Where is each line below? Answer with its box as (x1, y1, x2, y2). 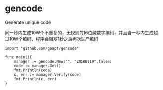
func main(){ (5, 54, 32, 60)
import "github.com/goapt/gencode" (5, 46, 79, 51)
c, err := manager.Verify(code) (14, 72, 81, 77)
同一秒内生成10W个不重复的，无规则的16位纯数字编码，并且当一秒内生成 (5, 29, 154, 35)
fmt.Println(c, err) (14, 76, 57, 81)
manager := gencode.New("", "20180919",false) (14, 59, 112, 64)
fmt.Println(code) (14, 68, 52, 73)
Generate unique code (5, 19, 51, 25)
